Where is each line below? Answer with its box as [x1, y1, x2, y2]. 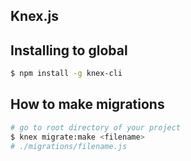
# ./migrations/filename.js [10, 141, 128, 151]
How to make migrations [10, 96, 165, 113]
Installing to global [10, 42, 128, 59]
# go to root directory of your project [10, 122, 182, 133]
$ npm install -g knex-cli [10, 69, 123, 79]
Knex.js [10, 8, 59, 25]
